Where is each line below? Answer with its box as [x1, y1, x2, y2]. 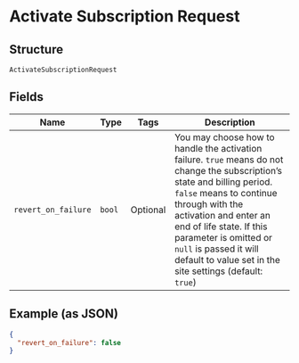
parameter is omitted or [174, 231, 273, 243]
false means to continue [174, 186, 278, 199]
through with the [174, 198, 244, 210]
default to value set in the [174, 253, 280, 266]
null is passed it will [174, 243, 260, 255]
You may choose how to [174, 131, 275, 144]
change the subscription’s [174, 164, 283, 177]
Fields [9, 89, 44, 104]
